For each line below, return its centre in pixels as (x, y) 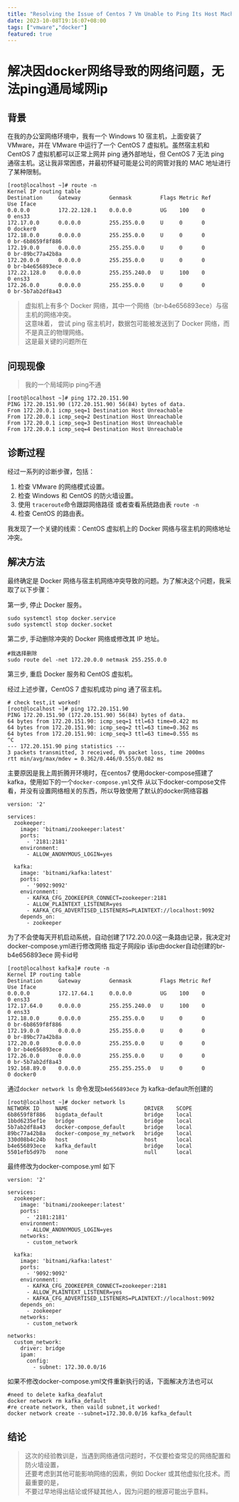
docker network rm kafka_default (57, 1401)
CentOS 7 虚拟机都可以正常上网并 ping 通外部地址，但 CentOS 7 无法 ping (116, 154)
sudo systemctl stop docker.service (62, 618)
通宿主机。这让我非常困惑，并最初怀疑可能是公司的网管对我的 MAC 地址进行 (119, 163)
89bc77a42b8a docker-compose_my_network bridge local (100, 1133)
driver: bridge (43, 1348)
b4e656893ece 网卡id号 (43, 955)
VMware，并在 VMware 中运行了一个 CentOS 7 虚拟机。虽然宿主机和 (108, 145)
